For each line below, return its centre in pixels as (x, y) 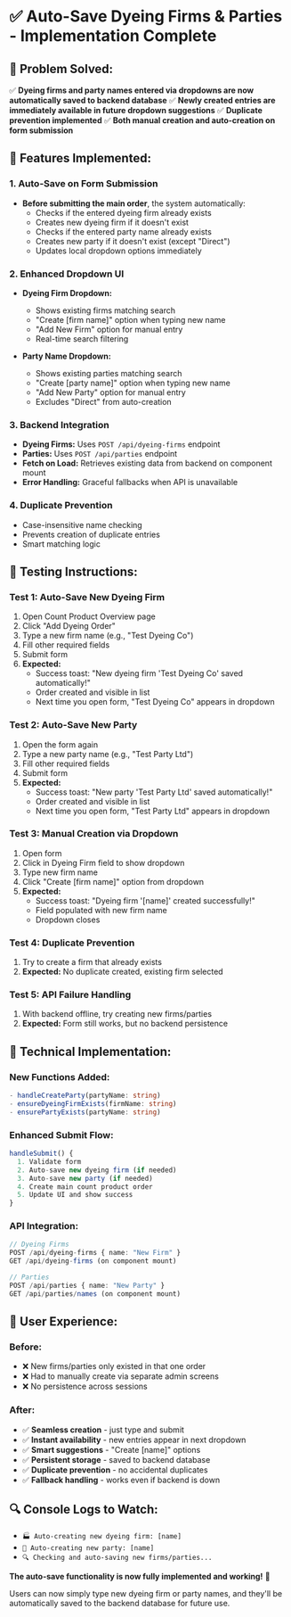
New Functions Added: (60, 1077)
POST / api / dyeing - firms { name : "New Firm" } (95, 1253)
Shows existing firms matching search (105, 310)
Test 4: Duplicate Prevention (72, 943)
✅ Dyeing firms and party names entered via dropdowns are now (132, 90)
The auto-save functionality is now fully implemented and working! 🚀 (140, 1576)
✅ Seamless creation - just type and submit (103, 1430)
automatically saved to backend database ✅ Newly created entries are (142, 100)
